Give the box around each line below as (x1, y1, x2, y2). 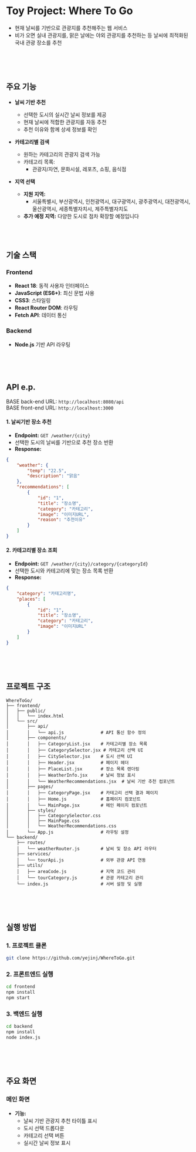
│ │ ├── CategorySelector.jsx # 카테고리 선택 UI (6, 747, 144, 753)
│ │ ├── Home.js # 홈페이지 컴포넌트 (6, 796, 141, 802)
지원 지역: (23, 190, 46, 198)
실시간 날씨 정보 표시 (23, 1139, 71, 1146)
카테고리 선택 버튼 (23, 1131, 65, 1139)
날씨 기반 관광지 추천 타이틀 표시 (23, 1117, 97, 1124)
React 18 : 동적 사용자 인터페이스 (14, 282, 89, 289)
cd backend (6, 1024, 33, 1030)
